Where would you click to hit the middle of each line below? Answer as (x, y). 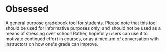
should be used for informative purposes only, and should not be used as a (83, 28)
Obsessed (27, 9)
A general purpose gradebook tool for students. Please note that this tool (81, 23)
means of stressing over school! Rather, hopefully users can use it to (76, 33)
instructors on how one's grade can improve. (52, 44)
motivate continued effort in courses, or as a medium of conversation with (82, 39)
